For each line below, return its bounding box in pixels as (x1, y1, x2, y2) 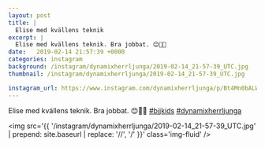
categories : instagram (8, 56, 83, 64)
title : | (8, 19, 37, 27)
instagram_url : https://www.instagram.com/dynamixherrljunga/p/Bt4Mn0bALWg (8, 84, 263, 92)
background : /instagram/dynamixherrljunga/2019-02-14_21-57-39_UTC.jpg (8, 63, 248, 71)
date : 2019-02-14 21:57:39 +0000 (8, 48, 125, 56)
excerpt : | (8, 33, 44, 42)
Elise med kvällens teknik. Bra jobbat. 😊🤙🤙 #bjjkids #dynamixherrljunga (8, 105, 242, 115)
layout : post (8, 11, 51, 20)
